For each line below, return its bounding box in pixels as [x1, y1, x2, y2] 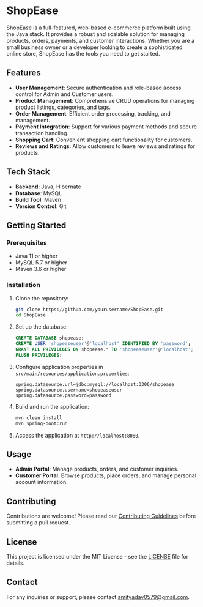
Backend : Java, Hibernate [15, 183, 81, 190]
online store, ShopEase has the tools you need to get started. [6, 50, 160, 57]
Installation [6, 281, 41, 289]
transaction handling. [15, 129, 69, 136]
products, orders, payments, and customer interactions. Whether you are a [6, 37, 194, 44]
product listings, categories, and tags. [15, 103, 111, 111]
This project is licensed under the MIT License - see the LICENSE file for [6, 553, 188, 560]
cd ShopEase [15, 312, 46, 318]
